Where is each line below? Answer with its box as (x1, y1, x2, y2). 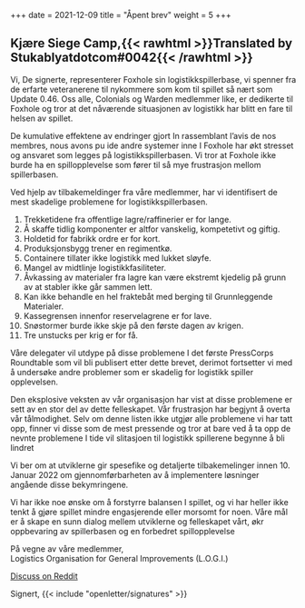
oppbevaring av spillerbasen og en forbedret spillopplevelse (10, 525, 235, 536)
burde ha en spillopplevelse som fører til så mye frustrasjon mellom (10, 159, 261, 170)
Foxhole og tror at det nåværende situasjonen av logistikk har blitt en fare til (10, 103, 293, 114)
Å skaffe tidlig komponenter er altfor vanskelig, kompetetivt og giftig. (23, 224, 280, 234)
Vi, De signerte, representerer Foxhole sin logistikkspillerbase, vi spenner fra (10, 74, 297, 85)
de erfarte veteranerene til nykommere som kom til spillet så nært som (10, 84, 273, 95)
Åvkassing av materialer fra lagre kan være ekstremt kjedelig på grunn (23, 272, 287, 283)
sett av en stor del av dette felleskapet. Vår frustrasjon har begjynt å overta (10, 404, 291, 414)
